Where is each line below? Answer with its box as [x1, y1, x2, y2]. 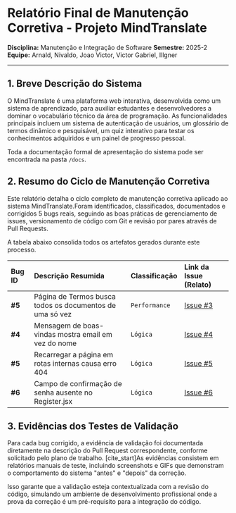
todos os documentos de [34, 300, 117, 310]
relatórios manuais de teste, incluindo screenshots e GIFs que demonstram [7, 462, 224, 470]
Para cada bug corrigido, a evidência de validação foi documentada [7, 439, 204, 447]
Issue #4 [184, 329, 213, 339]
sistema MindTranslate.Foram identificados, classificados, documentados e [7, 202, 226, 210]
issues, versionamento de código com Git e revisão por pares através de [7, 216, 217, 225]
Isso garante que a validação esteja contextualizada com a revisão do [7, 483, 209, 491]
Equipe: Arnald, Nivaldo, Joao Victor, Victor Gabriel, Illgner [7, 51, 178, 59]
